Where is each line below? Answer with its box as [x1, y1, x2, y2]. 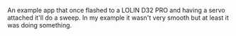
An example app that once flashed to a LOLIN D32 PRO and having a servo [7, 6, 225, 14]
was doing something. [7, 21, 72, 29]
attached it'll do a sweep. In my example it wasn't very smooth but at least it [7, 13, 229, 22]
